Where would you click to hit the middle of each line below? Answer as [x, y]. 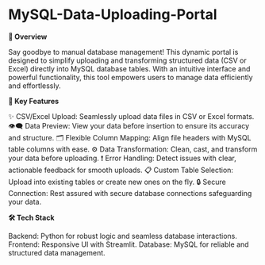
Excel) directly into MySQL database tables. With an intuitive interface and [129, 68]
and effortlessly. [35, 86]
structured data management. [57, 252]
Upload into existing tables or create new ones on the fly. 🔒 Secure [117, 182]
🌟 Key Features [34, 101]
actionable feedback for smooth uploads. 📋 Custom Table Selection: [121, 170]
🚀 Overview [28, 36]
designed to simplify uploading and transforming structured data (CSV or [128, 60]
